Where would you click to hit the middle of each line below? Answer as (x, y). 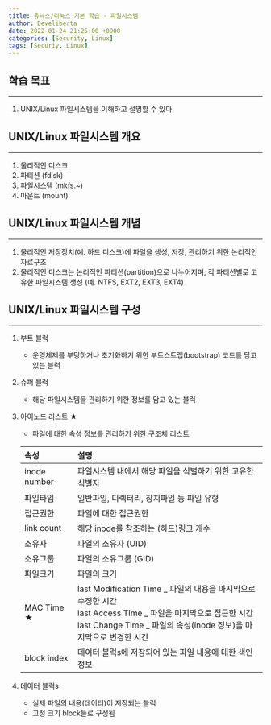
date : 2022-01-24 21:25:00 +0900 (65, 31)
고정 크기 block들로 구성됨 (73, 713)
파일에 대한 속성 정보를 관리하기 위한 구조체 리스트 (110, 434)
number (39, 482)
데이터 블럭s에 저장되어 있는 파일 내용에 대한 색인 (165, 652)
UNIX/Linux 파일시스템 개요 (75, 137)
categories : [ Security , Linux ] (61, 38)
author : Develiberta (43, 23)
